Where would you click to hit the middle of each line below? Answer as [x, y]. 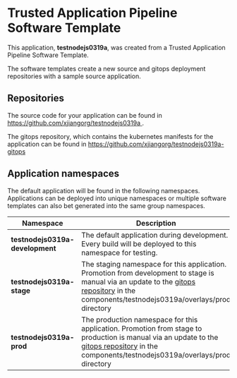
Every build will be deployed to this [139, 243]
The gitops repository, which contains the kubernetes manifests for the [110, 136]
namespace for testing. [119, 252]
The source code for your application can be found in [85, 115]
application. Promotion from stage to [141, 328]
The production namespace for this [139, 319]
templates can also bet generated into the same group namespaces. [107, 205]
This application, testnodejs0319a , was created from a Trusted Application [116, 47]
